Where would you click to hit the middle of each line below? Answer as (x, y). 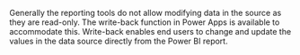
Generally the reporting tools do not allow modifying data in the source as (146, 13)
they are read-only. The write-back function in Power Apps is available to (145, 22)
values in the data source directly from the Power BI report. (119, 41)
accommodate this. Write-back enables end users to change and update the (150, 31)
